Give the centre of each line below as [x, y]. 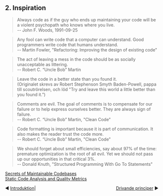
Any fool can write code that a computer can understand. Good [80, 39]
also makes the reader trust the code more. [60, 134]
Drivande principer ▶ [137, 188]
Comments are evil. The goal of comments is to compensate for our [85, 104]
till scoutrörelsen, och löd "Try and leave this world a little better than [86, 89]
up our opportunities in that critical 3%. [56, 159]
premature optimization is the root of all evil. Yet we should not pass [85, 154]
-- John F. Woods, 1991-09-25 [47, 30]
